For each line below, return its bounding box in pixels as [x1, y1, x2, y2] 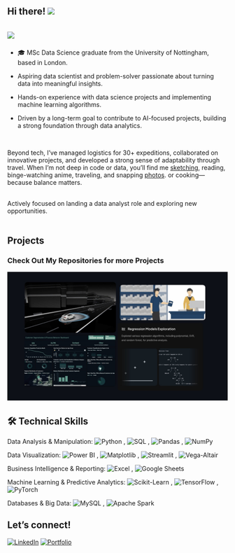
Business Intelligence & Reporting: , [7, 465, 134, 473]
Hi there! [7, 6, 46, 17]
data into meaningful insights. [17, 80, 104, 88]
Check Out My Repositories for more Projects [7, 255, 164, 265]
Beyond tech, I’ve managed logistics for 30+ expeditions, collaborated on [7, 148, 219, 157]
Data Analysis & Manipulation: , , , [7, 437, 184, 446]
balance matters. [34, 178, 83, 187]
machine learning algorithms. [17, 101, 102, 109]
